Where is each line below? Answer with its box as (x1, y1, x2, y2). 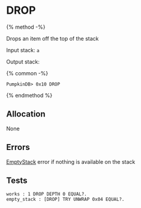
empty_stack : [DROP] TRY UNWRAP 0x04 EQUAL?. (6, 197, 125, 203)
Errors (6, 142, 30, 152)
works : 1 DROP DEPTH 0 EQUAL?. (6, 191, 87, 197)
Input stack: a (6, 46, 40, 54)
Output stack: (6, 58, 40, 65)
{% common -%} (6, 69, 49, 77)
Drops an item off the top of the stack (6, 35, 99, 42)
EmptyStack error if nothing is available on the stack (6, 158, 136, 165)
